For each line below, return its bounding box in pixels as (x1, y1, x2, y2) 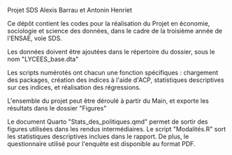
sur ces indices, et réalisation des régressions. (7, 83, 141, 91)
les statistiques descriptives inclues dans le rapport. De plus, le (7, 132, 189, 140)
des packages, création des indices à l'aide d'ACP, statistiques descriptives (7, 76, 225, 84)
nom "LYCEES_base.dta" (7, 55, 79, 63)
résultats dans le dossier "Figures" (7, 104, 107, 112)
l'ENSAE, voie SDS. (7, 34, 63, 42)
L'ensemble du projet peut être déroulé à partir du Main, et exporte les (7, 97, 210, 105)
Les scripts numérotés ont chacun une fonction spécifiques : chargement (7, 69, 219, 76)
